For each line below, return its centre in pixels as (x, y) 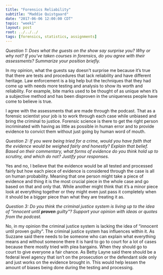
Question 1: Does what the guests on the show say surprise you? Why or (78, 50)
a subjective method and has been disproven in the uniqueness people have (82, 96)
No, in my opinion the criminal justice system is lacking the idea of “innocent (82, 226)
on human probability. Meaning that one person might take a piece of (74, 176)
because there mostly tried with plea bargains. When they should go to (76, 247)
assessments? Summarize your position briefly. (53, 61)
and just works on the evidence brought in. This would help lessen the (76, 262)
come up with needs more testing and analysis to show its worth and (74, 86)
